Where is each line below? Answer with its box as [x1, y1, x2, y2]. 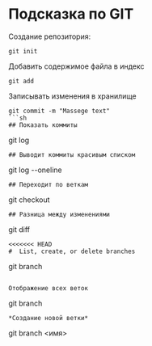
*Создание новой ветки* [8, 314, 89, 322]
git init [8, 47, 38, 55]
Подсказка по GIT [8, 5, 134, 23]
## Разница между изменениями [8, 210, 111, 218]
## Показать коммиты [8, 120, 78, 129]
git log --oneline [8, 165, 62, 175]
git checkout [8, 195, 50, 205]
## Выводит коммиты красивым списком [8, 150, 136, 158]
